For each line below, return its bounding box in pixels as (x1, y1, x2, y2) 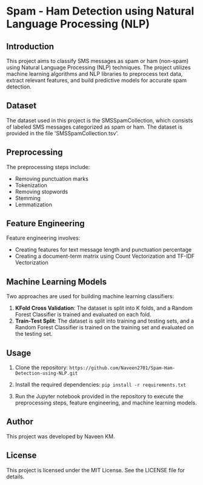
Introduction (6, 41, 55, 52)
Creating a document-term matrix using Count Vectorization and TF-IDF (15, 253, 195, 260)
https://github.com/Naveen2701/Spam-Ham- (69, 365, 176, 371)
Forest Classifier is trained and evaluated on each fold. (15, 311, 151, 318)
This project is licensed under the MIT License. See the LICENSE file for (6, 466, 185, 473)
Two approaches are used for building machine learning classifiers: (6, 293, 175, 300)
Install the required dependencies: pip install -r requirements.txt (15, 381, 187, 389)
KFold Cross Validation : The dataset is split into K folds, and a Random (15, 304, 193, 312)
